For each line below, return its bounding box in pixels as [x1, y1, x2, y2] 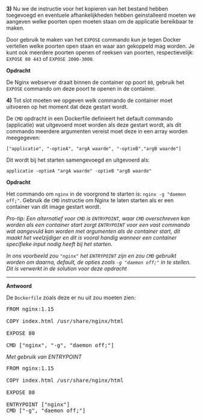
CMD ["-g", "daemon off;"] [6, 407, 86, 414]
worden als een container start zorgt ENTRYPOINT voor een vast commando [6, 221, 191, 228]
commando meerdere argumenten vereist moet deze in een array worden [6, 128, 188, 135]
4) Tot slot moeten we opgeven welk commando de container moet [6, 97, 173, 104]
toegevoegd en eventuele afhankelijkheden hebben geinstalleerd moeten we [6, 11, 196, 19]
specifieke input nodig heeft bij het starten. [6, 241, 113, 247]
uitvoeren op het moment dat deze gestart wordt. [6, 103, 128, 110]
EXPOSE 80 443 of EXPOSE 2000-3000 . [6, 56, 94, 62]
